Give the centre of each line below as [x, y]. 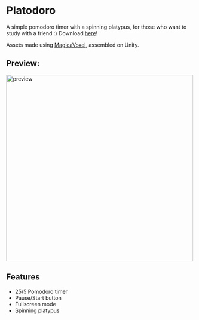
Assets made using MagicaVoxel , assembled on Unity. [73, 45]
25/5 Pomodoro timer [41, 291]
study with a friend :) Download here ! [52, 33]
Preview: [23, 64]
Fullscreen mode [36, 304]
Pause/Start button [38, 298]
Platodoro [31, 10]
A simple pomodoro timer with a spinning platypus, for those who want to [97, 27]
